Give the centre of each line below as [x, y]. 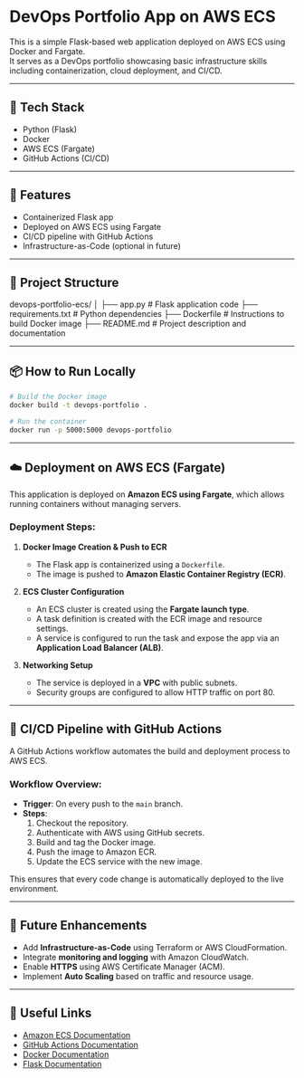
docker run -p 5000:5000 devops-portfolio [90, 430]
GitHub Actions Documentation [80, 1045]
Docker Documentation [66, 1054]
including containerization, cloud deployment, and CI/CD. [116, 71]
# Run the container [48, 421]
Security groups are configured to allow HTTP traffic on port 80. [156, 692]
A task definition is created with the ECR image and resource [149, 618]
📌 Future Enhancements [78, 925]
